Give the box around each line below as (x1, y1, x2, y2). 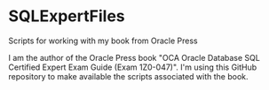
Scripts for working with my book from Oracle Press (8, 35, 199, 46)
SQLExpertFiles (8, 6, 125, 26)
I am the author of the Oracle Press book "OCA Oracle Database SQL (8, 52, 261, 63)
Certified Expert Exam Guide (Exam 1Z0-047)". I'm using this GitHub (8, 62, 257, 72)
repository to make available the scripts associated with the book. (8, 71, 249, 81)
